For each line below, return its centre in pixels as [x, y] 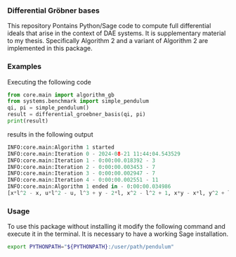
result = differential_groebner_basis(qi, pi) [77, 115]
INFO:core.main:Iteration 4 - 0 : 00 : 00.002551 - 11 [83, 180]
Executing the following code [49, 82]
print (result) [28, 121]
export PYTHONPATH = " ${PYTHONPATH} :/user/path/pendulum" [91, 247]
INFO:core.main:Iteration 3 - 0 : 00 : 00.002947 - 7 [81, 174]
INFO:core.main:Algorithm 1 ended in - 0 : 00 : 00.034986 [89, 187]
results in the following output [50, 134]
